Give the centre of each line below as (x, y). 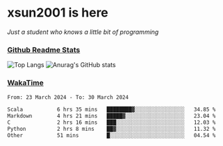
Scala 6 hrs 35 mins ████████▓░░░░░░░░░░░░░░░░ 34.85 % (111, 110)
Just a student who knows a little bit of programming (83, 32)
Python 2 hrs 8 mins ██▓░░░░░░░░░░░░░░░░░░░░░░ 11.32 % (111, 129)
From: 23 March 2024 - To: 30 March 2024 (68, 97)
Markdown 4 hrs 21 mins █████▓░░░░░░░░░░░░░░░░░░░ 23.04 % (111, 116)
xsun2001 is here (58, 13)
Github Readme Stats (44, 50)
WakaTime (25, 83)
